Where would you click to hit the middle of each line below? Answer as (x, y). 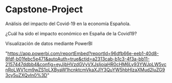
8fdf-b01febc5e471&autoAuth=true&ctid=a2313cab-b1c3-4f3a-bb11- (78, 59)
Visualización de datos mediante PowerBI (49, 43)
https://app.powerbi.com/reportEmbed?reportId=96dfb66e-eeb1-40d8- (83, 53)
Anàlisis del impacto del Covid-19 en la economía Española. (68, 24)
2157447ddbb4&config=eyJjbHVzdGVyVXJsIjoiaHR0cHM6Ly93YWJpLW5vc (86, 64)
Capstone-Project (44, 9)
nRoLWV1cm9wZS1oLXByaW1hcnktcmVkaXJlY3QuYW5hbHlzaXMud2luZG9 (85, 70)
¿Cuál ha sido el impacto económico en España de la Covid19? (71, 33)
